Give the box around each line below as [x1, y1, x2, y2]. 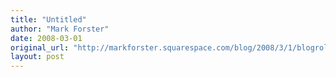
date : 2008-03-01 [10, 33, 83, 43]
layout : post [10, 52, 65, 62]
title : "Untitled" [10, 14, 87, 25]
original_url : [10, 42, 70, 53]
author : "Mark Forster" [10, 24, 110, 34]
